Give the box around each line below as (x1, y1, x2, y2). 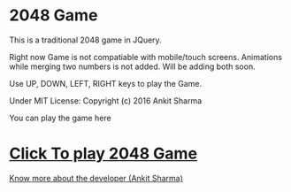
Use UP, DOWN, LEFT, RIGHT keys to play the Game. (9, 78, 202, 88)
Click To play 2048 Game (9, 143, 197, 164)
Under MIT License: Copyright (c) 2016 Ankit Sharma (9, 95, 203, 106)
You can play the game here (9, 112, 112, 123)
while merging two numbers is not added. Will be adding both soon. (9, 61, 256, 72)
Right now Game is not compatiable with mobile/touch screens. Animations (9, 51, 283, 62)
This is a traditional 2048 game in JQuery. (9, 35, 162, 45)
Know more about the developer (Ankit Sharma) (9, 173, 184, 183)
